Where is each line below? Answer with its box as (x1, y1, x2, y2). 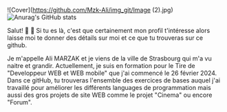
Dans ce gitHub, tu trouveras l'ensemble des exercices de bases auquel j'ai (7, 76, 221, 85)
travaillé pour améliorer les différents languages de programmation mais (7, 84, 212, 91)
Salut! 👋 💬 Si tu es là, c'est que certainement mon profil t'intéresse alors (7, 27, 210, 34)
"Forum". (7, 98, 32, 106)
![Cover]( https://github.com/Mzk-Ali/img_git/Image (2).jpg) (7, 6, 173, 14)
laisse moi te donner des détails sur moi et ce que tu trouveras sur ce (7, 34, 204, 42)
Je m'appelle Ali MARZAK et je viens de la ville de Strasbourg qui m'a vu (7, 54, 212, 63)
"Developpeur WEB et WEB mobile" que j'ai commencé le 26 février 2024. (7, 69, 217, 77)
